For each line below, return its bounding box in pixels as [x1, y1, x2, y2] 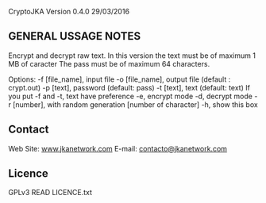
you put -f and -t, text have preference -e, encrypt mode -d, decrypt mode [8, 91, 253, 101]
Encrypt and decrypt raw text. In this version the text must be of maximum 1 [8, 51, 256, 60]
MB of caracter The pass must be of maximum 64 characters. [8, 59, 210, 68]
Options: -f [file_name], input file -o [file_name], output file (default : [8, 75, 231, 84]
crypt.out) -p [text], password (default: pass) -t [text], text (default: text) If [8, 82, 250, 92]
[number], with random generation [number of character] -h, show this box [13, 99, 258, 109]
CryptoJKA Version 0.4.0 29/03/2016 [8, 7, 129, 16]
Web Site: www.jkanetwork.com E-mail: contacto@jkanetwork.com [8, 144, 228, 153]
